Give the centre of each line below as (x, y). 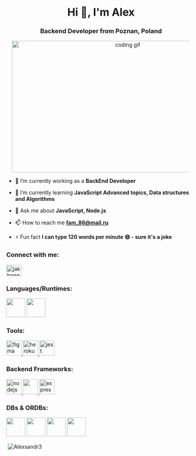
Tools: (16, 331)
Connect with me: (33, 255)
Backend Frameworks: (40, 369)
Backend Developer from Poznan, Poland (101, 31)
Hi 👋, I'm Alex (101, 12)
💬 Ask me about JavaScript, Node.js (60, 211)
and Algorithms (35, 199)
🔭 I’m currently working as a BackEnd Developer (75, 181)
